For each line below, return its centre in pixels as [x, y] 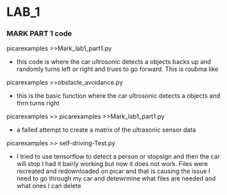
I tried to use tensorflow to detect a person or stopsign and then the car [118, 156]
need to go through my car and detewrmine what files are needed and [116, 178]
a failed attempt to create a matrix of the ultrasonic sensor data [106, 130]
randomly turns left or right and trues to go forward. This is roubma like [117, 69]
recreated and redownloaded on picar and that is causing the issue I [113, 171]
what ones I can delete [49, 186]
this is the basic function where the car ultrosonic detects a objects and [118, 96]
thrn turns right [38, 103]
